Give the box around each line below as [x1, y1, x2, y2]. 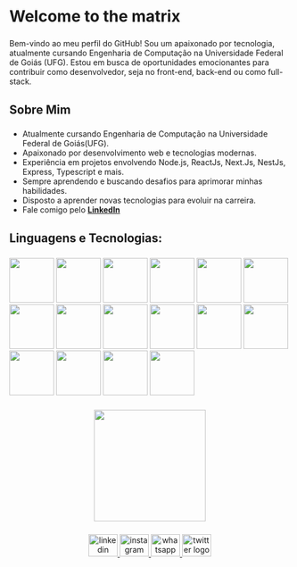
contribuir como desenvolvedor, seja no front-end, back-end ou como [9, 67, 266, 78]
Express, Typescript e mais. [21, 167, 125, 178]
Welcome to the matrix [9, 6, 181, 27]
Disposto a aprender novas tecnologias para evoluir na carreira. [21, 195, 257, 206]
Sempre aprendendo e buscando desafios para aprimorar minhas [21, 176, 263, 187]
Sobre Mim [9, 102, 71, 117]
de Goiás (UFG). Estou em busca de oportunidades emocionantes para [9, 57, 269, 68]
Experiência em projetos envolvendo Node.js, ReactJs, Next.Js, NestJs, [21, 157, 286, 168]
